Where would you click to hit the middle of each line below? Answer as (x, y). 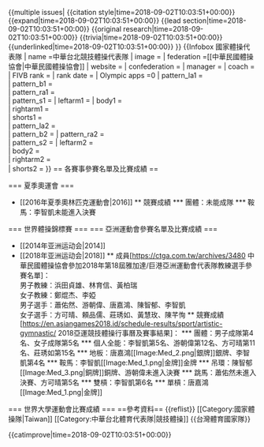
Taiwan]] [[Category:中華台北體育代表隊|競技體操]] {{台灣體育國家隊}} (137, 419)
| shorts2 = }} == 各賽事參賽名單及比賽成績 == (84, 169)
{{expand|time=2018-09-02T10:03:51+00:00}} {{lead (95, 21)
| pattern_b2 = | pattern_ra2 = (56, 134)
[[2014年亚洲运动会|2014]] (63, 246)
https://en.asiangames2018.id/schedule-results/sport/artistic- (123, 323)
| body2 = (24, 151)
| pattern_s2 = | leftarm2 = (51, 143)
